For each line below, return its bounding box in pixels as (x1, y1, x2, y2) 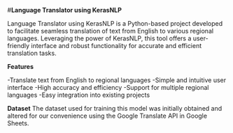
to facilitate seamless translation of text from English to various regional (7, 27, 214, 35)
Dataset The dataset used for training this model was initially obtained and (7, 104, 223, 112)
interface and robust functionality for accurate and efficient (31, 42, 202, 49)
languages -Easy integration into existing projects (7, 91, 150, 99)
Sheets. (7, 119, 29, 127)
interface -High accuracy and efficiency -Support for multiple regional (7, 84, 209, 91)
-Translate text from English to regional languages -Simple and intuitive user (7, 76, 227, 84)
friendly (7, 42, 30, 49)
